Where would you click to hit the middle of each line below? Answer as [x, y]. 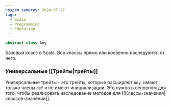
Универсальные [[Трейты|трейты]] [52, 71]
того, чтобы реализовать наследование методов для [63, 93]
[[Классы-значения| [144, 93]
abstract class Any [26, 43]
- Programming [25, 24]
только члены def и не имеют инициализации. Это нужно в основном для [86, 88]
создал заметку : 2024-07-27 [35, 10]
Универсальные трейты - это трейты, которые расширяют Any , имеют [82, 83]
